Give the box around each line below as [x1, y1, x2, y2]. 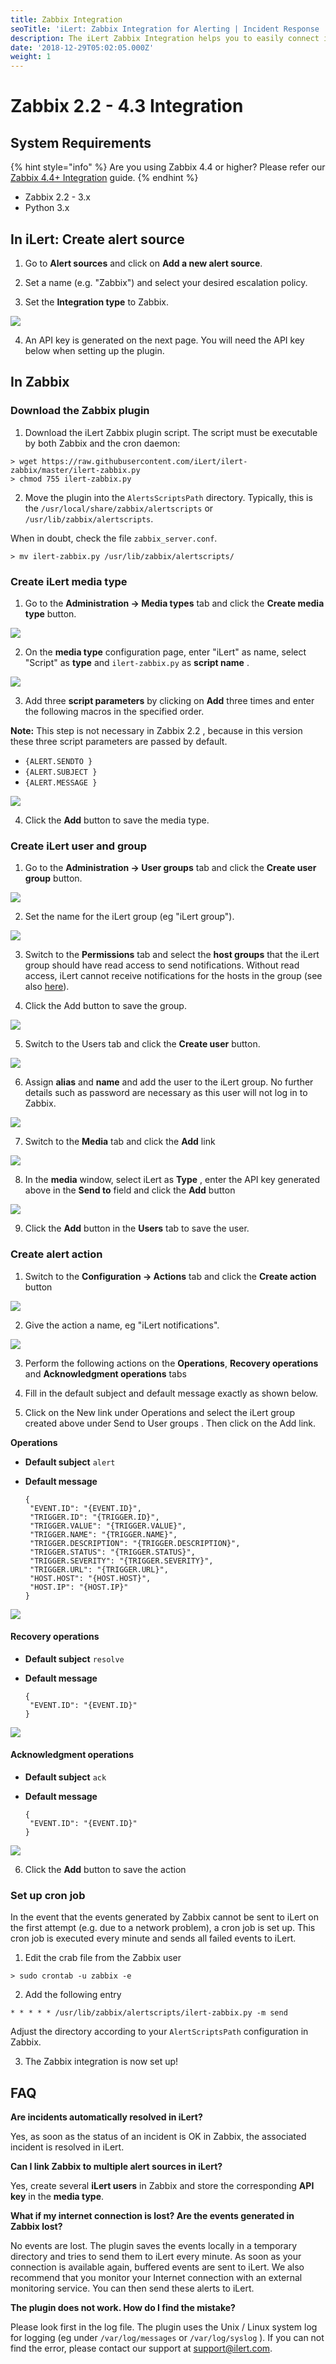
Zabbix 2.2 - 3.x [24, 191, 92, 203]
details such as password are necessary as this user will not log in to [24, 1087, 308, 1099]
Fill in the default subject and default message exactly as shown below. [24, 1387, 318, 1399]
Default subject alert [24, 1456, 116, 1468]
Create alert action [10, 1247, 103, 1261]
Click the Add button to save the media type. [24, 814, 210, 826]
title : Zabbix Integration [10, 14, 123, 25]
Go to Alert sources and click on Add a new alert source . [24, 257, 263, 269]
